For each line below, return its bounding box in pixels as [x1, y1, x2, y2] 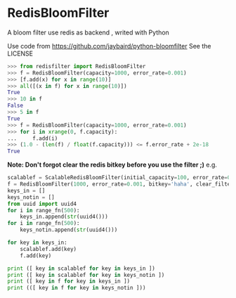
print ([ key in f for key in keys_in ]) [7, 278, 131, 285]
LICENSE [7, 49, 34, 58]
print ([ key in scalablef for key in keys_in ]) [7, 265, 156, 272]
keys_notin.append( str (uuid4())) [20, 226, 118, 233]
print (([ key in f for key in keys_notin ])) [7, 285, 146, 292]
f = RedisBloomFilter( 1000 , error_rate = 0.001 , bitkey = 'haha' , [7, 181, 193, 188]
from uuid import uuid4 [7, 200, 77, 207]
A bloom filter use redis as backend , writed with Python [7, 28, 170, 37]
